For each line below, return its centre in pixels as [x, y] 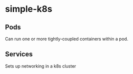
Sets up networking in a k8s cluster [41, 66]
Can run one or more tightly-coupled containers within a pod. [67, 39]
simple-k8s [29, 9]
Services [19, 54]
